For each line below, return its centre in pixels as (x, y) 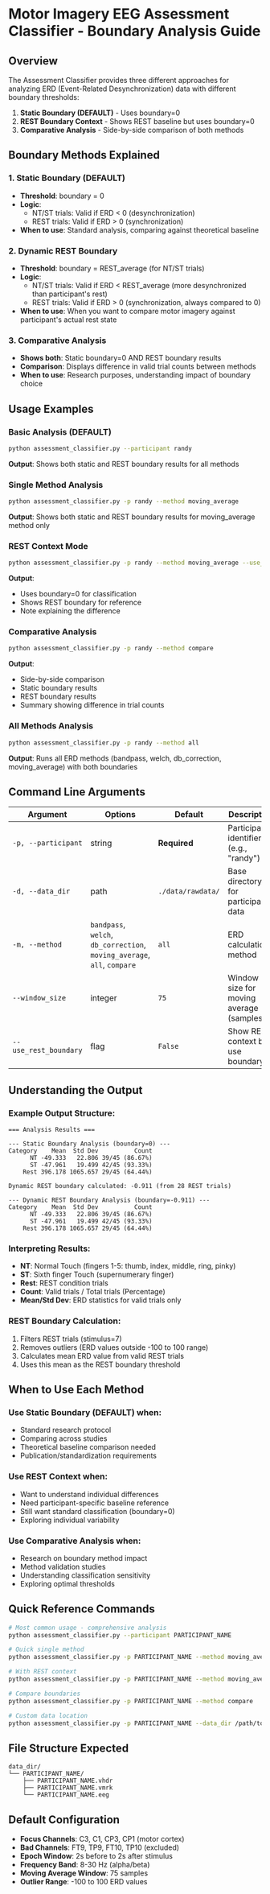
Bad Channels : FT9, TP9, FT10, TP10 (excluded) (99, 1847)
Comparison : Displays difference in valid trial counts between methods (138, 366)
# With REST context (43, 1672)
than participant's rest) (70, 294)
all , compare (113, 965)
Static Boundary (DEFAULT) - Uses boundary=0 (100, 113)
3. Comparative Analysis (57, 340)
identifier (245, 838)
